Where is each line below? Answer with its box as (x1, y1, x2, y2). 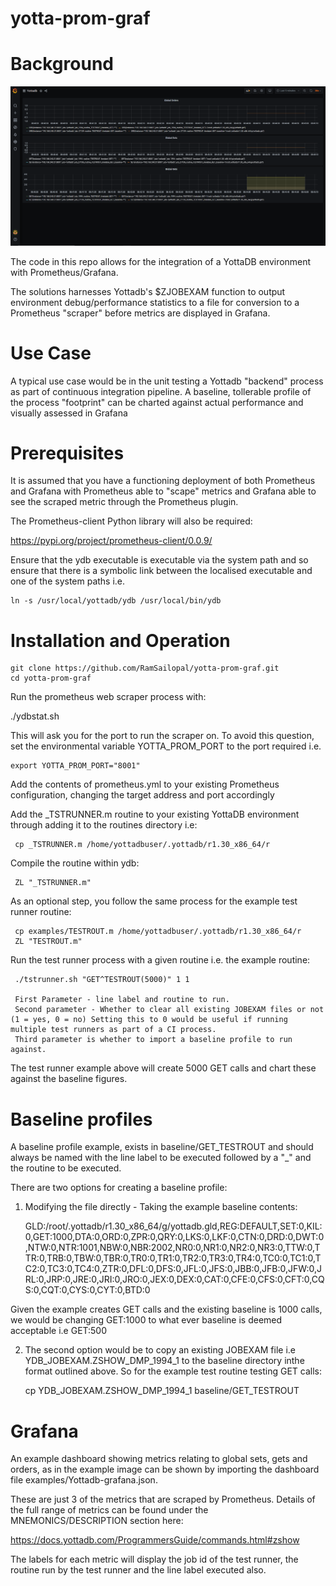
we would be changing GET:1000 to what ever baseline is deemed (10, 1314, 283, 1326)
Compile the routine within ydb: (10, 857, 140, 869)
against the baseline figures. (10, 1073, 128, 1085)
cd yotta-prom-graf (10, 673, 92, 684)
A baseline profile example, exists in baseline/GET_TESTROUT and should (10, 1141, 314, 1153)
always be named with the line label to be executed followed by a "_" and (10, 1152, 312, 1164)
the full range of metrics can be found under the (10, 1504, 209, 1516)
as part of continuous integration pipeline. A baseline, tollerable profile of (10, 385, 312, 397)
